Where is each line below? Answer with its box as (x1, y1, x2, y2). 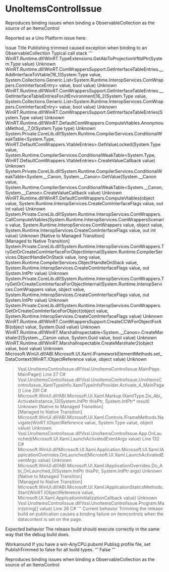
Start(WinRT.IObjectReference (17, 489, 81, 495)
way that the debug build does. (5, 531, 70, 537)
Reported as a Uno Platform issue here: (5, 35, 87, 41)
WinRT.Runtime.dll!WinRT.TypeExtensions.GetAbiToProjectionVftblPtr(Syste (5, 55, 162, 61)
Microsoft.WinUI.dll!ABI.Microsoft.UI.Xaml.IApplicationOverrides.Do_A (17, 462, 163, 468)
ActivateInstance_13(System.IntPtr (17, 398, 88, 404)
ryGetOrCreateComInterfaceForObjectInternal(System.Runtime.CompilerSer (5, 249, 163, 255)
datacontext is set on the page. (17, 516, 82, 522)
